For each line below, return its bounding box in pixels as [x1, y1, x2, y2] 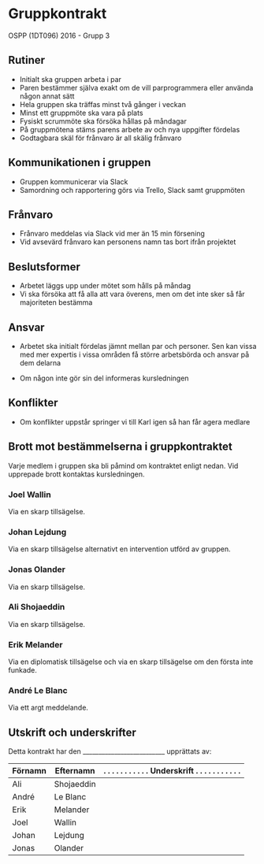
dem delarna [19, 358, 61, 367]
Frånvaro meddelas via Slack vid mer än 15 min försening [19, 229, 205, 239]
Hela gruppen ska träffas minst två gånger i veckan [19, 99, 187, 109]
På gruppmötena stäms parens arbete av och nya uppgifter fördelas [19, 124, 240, 134]
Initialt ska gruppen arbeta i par [19, 74, 122, 83]
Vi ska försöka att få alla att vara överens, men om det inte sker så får [19, 289, 246, 299]
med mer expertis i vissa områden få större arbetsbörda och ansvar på [19, 350, 250, 359]
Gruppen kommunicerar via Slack [19, 176, 128, 186]
